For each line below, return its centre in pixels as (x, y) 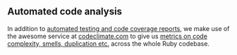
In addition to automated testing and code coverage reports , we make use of (119, 28)
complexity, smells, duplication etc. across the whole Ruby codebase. (109, 43)
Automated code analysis (65, 12)
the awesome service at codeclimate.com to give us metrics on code (108, 36)
